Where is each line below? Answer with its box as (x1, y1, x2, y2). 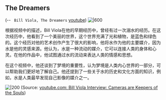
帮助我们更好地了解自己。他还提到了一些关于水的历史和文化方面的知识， (9, 68, 157, 74)
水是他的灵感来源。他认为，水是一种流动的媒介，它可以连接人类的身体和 (5, 45, 152, 51)
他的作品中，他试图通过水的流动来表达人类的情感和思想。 (18, 52, 135, 58)
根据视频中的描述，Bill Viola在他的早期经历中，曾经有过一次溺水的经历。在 (5, 27, 157, 33)
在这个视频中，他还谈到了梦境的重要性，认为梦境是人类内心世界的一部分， (5, 62, 157, 68)
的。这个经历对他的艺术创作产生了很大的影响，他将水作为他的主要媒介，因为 (5, 39, 161, 45)
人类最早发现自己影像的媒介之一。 (22, 74, 92, 80)
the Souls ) (5, 90, 26, 96)
